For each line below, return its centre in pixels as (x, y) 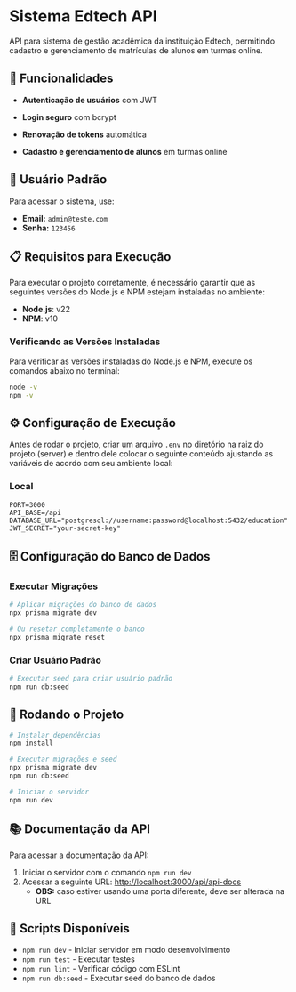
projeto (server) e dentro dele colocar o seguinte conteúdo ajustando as (141, 454)
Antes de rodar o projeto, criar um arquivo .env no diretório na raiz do (136, 444)
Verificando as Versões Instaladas (85, 342)
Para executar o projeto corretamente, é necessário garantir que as (132, 283)
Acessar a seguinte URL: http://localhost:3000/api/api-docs (132, 882)
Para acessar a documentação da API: (79, 855)
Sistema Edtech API (83, 16)
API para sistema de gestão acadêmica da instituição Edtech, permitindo (142, 41)
